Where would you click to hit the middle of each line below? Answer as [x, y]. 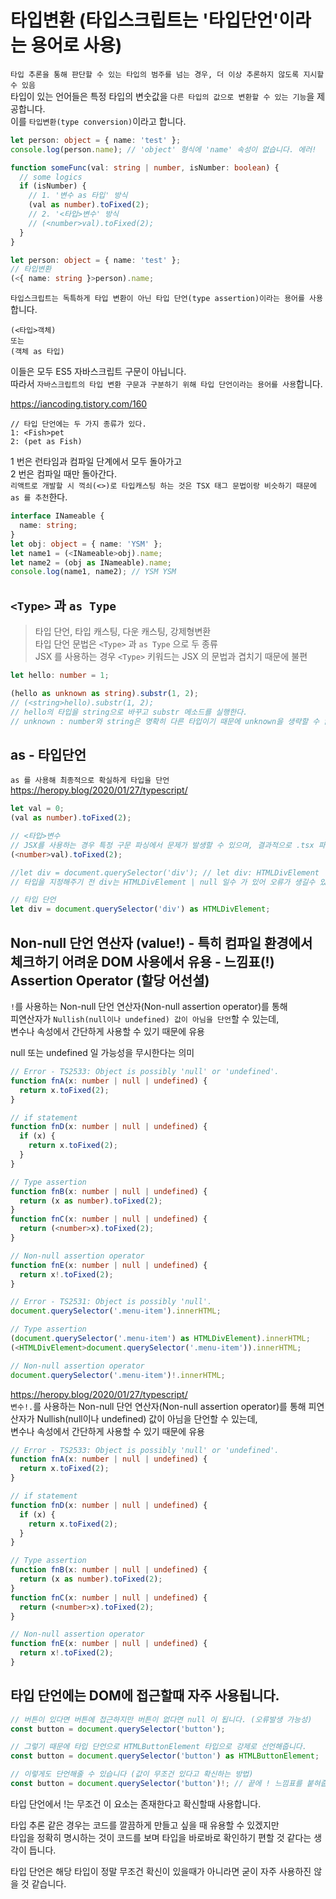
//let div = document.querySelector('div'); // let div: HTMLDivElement [165, 872]
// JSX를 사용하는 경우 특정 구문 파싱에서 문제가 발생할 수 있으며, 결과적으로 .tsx [162, 845]
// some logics [51, 177]
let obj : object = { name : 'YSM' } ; [86, 544]
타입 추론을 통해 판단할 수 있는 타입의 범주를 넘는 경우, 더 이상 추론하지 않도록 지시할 [167, 74]
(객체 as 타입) [37, 352]
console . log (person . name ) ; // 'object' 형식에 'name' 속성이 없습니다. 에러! [163, 149]
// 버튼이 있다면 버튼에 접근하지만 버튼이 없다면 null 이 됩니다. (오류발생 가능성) [161, 1719]
